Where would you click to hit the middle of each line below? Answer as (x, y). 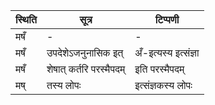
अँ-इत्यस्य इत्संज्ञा (167, 52)
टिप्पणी (167, 19)
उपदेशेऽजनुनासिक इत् (85, 52)
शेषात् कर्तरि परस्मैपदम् (86, 69)
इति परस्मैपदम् (159, 69)
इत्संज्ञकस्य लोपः (163, 85)
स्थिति (26, 19)
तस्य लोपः (64, 85)
